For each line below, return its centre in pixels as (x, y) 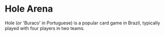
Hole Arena (29, 9)
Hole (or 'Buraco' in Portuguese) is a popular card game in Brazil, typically (82, 23)
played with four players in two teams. (45, 28)
